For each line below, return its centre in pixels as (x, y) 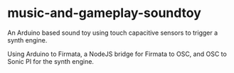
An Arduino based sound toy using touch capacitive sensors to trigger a (113, 33)
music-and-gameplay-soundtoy (104, 13)
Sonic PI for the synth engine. (51, 61)
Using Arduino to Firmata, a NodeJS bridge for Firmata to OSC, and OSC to (117, 54)
